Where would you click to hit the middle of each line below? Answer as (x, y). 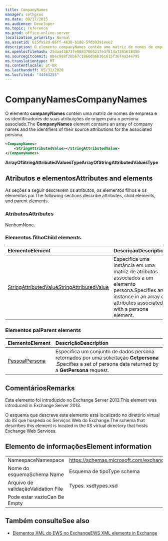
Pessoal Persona (27, 361)
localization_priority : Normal (38, 38)
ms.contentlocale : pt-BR (31, 65)
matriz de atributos (136, 271)
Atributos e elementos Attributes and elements (79, 178)
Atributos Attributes (29, 214)
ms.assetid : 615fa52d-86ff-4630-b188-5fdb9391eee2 (59, 42)
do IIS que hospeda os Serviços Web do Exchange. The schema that (75, 420)
